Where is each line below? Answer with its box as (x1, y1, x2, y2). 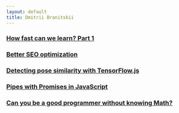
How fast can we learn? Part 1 (6, 34, 95, 43)
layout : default (6, 8, 47, 15)
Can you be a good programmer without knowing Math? (6, 99, 173, 107)
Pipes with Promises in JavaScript (6, 82, 108, 91)
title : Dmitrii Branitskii (6, 14, 74, 20)
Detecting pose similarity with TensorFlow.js (6, 67, 140, 75)
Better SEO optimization (6, 50, 78, 59)
